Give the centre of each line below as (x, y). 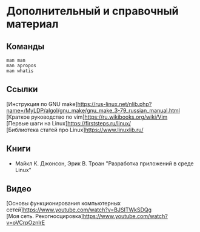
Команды (25, 46)
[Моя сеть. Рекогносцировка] (45, 216)
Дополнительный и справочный (92, 11)
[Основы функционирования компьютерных (64, 204)
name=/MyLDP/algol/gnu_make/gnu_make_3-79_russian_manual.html (93, 110)
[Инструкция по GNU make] (42, 104)
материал (32, 24)
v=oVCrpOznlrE (26, 223)
